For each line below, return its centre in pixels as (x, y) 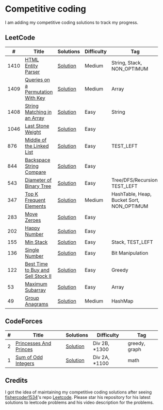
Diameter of (38, 180)
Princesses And (33, 343)
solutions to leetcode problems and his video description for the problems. (80, 403)
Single (32, 250)
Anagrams (37, 304)
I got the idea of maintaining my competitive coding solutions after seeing (78, 392)
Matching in (38, 112)
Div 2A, (101, 357)
